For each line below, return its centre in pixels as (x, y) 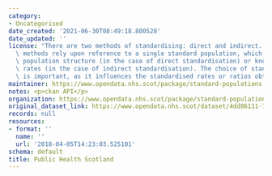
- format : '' (30, 129)
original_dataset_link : (49, 106)
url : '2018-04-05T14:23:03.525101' (76, 144)
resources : (27, 122)
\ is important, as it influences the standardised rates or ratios (134, 76)
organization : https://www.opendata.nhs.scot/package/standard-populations (139, 99)
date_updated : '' (38, 39)
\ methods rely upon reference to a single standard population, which (139, 54)
